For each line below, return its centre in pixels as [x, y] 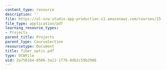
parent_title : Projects [30, 37]
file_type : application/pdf [34, 23]
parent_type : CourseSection [34, 42]
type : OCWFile [20, 55]
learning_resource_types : [32, 28]
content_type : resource [30, 10]
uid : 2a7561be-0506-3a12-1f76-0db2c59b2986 [51, 60]
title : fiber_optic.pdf [30, 51]
